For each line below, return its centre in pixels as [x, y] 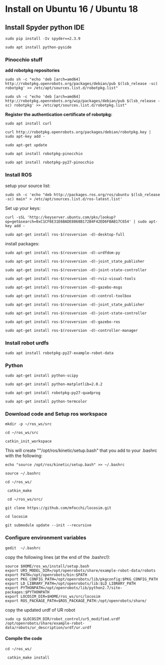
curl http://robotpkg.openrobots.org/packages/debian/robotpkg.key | [78, 132]
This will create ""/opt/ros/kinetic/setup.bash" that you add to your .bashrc [81, 451]
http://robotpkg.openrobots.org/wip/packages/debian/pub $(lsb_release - [83, 101]
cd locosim [16, 517]
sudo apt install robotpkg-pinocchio [44, 154]
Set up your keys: [23, 208]
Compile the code [24, 638]
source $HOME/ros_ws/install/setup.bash [47, 566]
